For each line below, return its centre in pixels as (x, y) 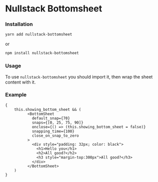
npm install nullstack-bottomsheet (42, 53)
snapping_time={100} (53, 131)
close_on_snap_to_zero (55, 136)
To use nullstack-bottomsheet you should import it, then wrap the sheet (79, 77)
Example (16, 95)
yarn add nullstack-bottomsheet (39, 35)
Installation (19, 24)
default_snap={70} (51, 118)
